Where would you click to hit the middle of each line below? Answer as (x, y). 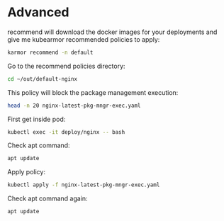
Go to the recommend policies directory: (66, 66)
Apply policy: (27, 172)
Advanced (38, 12)
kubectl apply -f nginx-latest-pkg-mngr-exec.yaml (84, 185)
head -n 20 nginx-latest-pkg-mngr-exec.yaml (74, 106)
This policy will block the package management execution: (93, 92)
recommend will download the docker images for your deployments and (112, 32)
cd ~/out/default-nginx (43, 79)
